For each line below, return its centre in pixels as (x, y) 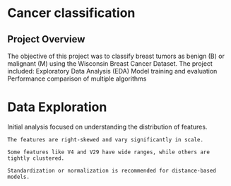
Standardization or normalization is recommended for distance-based (112, 170)
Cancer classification (71, 13)
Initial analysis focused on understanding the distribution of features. (107, 127)
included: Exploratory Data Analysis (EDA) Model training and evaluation (112, 71)
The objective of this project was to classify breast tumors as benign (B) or (116, 56)
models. (19, 177)
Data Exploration (57, 107)
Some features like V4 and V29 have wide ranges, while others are (109, 152)
